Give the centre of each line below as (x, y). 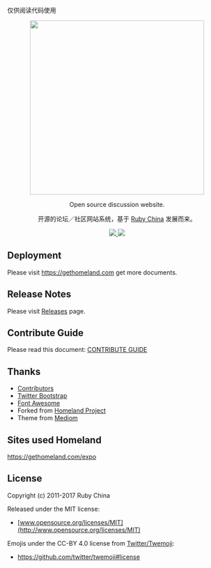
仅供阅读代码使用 (32, 10)
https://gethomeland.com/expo (52, 457)
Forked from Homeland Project (62, 410)
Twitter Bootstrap (42, 396)
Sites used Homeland (55, 440)
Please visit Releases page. (46, 311)
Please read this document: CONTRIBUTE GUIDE (77, 350)
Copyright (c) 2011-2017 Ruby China (58, 495)
